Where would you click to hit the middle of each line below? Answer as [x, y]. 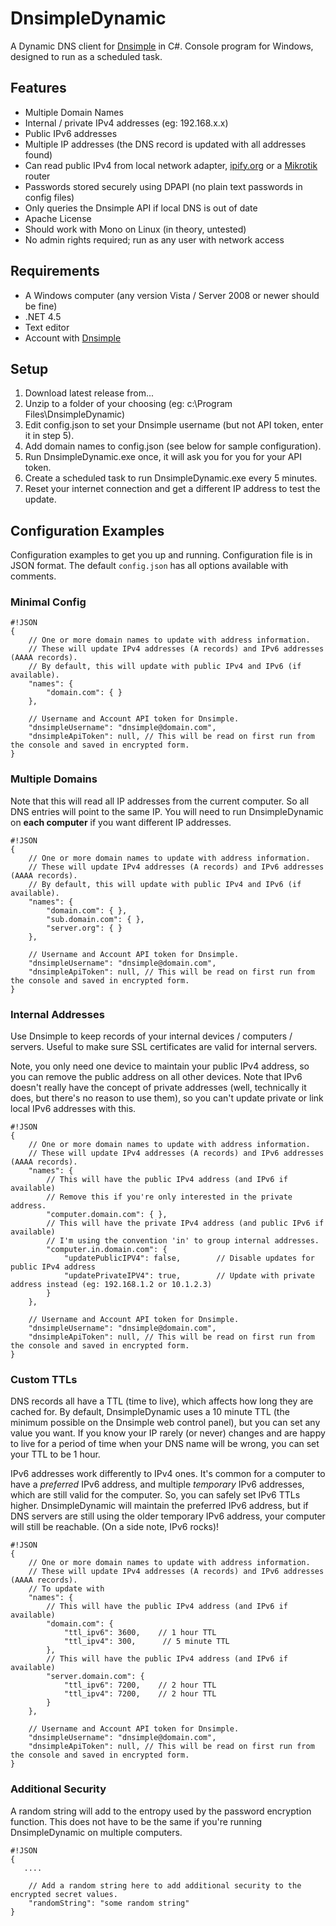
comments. [33, 576]
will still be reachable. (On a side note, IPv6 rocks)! [115, 1527]
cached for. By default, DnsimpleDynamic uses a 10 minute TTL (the [150, 1412]
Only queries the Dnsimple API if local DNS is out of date [141, 208]
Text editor [47, 327]
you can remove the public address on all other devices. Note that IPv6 [156, 1077]
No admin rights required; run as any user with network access [154, 239]
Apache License [58, 218]
